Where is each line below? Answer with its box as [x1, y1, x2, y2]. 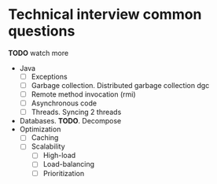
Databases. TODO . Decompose [19, 116, 122, 126]
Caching [31, 133, 59, 142]
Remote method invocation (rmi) [31, 90, 136, 99]
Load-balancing [42, 160, 95, 169]
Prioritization [42, 168, 85, 178]
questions [8, 22, 75, 40]
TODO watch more [8, 48, 69, 57]
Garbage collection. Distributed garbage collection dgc [31, 81, 210, 90]
